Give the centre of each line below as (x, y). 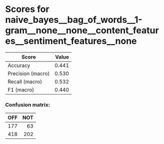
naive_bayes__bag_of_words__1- (74, 20)
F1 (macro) (21, 89)
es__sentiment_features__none (71, 41)
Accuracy (19, 65)
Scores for (27, 9)
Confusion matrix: (28, 104)
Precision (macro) (29, 73)
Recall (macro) (25, 81)
